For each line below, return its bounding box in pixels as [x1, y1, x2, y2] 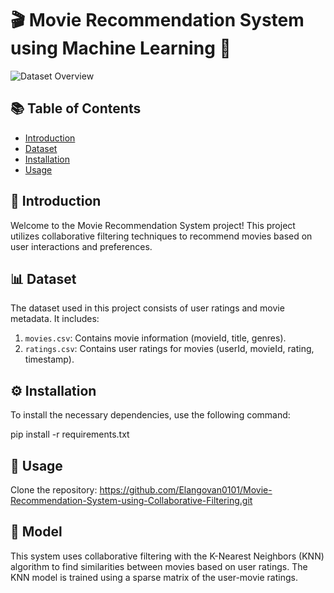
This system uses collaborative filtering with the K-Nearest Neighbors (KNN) [10, 550, 325, 562]
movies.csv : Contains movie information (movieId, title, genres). [24, 332, 287, 344]
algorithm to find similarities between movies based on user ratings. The [10, 560, 308, 572]
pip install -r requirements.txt [10, 428, 130, 441]
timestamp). [24, 353, 75, 366]
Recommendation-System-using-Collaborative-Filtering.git [10, 495, 253, 506]
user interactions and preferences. [10, 240, 153, 252]
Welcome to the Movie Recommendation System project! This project [10, 219, 296, 231]
